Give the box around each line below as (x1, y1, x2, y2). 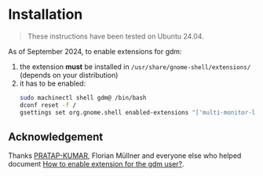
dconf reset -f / (19, 101, 77, 109)
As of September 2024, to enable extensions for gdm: (8, 46, 182, 56)
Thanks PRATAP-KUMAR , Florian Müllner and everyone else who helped (8, 151, 242, 160)
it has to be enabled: (19, 79, 86, 88)
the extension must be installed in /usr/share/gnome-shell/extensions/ (19, 61, 251, 71)
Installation (8, 5, 83, 24)
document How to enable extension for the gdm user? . (8, 159, 184, 169)
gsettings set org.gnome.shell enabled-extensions (19, 108, 189, 116)
